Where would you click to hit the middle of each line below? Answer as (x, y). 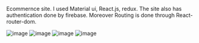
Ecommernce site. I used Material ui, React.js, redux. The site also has (94, 9)
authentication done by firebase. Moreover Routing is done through (91, 15)
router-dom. (21, 21)
